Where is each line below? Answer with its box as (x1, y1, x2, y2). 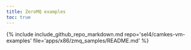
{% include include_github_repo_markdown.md (6, 30, 124, 37)
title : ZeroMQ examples (6, 8, 66, 15)
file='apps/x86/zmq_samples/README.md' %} (33, 37, 149, 44)
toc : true (6, 14, 31, 20)
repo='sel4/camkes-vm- (124, 30, 186, 37)
